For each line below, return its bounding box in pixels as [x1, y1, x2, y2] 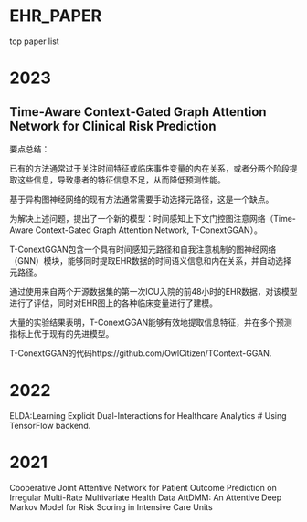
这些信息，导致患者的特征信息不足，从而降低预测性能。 [16, 174, 226, 185]
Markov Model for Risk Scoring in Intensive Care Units [9, 501, 213, 512]
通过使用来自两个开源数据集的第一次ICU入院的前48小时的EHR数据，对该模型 [9, 286, 298, 297]
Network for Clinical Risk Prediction [9, 118, 217, 133]
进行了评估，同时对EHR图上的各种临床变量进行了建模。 [9, 298, 217, 308]
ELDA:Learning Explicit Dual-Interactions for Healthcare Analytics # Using [9, 410, 287, 421]
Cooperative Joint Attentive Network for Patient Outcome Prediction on [9, 482, 277, 493]
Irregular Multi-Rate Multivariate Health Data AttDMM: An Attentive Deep [9, 492, 282, 503]
